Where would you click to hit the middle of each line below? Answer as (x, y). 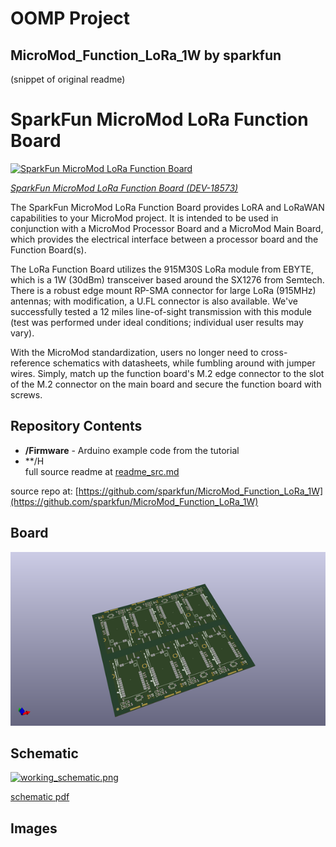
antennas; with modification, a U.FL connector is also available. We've (154, 301)
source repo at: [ (44, 491)
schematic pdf (40, 797)
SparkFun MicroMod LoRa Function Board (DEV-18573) (124, 188)
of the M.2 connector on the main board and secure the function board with (166, 384)
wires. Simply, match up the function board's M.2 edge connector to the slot (167, 373)
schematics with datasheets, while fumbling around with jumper (184, 363)
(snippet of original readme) (68, 79)
